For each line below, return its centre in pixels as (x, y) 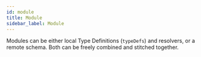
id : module (20, 12)
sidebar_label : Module (35, 23)
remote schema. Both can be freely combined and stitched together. (93, 47)
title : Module (25, 18)
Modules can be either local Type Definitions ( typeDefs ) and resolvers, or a (101, 41)
